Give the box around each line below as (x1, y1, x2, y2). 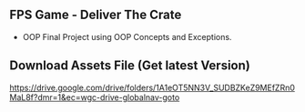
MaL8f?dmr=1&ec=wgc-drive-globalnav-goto (9, 91, 180, 103)
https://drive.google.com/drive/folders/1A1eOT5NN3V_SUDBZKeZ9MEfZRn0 (9, 82, 296, 93)
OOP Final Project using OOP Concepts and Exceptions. (22, 31, 232, 42)
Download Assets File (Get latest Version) (9, 58, 250, 74)
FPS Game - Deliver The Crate (9, 7, 182, 23)
